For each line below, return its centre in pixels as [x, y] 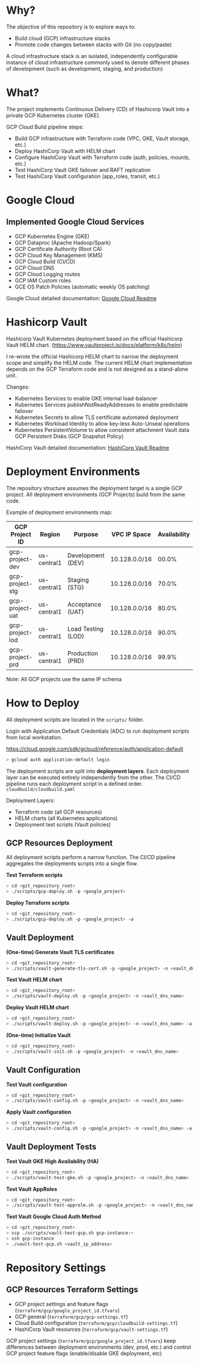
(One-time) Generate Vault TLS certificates [60, 952]
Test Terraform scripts [34, 875]
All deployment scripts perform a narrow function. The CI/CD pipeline [91, 857]
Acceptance [84, 604]
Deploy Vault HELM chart [38, 1008]
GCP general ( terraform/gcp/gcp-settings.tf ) [71, 1316]
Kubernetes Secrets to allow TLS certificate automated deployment [97, 417]
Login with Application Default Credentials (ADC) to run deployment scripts [98, 731]
